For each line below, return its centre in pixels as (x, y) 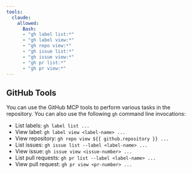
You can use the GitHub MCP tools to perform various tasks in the (88, 107)
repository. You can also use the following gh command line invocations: (96, 114)
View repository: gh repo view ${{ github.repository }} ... (92, 139)
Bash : (29, 29)
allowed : (28, 23)
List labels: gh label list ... (52, 125)
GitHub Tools (31, 92)
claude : (22, 18)
